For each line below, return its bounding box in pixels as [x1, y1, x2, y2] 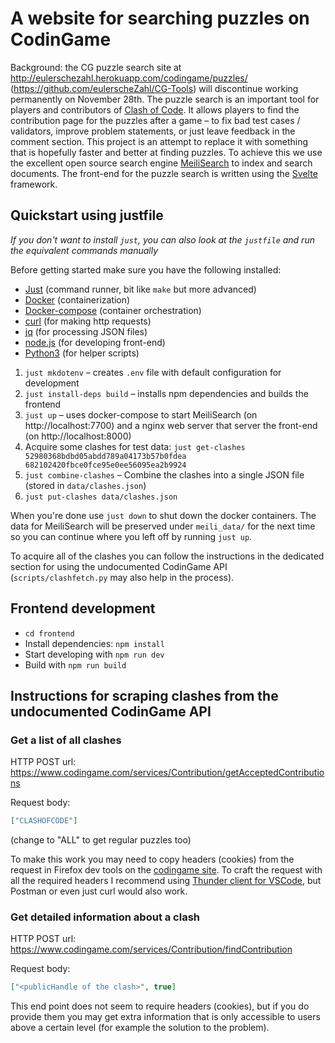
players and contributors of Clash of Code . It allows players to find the [10, 103, 300, 116]
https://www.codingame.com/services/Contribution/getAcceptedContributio [10, 767, 325, 779]
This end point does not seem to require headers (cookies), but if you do [10, 1000, 310, 1012]
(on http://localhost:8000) [24, 430, 132, 442]
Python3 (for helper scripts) [24, 347, 140, 359]
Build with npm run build [24, 658, 127, 671]
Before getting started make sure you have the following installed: [10, 263, 282, 276]
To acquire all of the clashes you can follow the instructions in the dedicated [10, 550, 325, 562]
